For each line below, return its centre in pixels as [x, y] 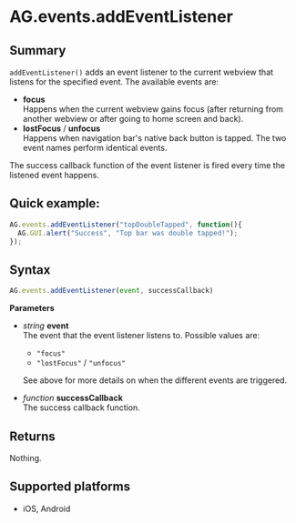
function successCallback [72, 398]
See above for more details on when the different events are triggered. [155, 380]
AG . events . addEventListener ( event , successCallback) [112, 291]
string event [46, 326]
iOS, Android [46, 508]
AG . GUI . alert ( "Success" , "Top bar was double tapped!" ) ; [128, 233]
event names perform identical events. [95, 148]
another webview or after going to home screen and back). [133, 119]
